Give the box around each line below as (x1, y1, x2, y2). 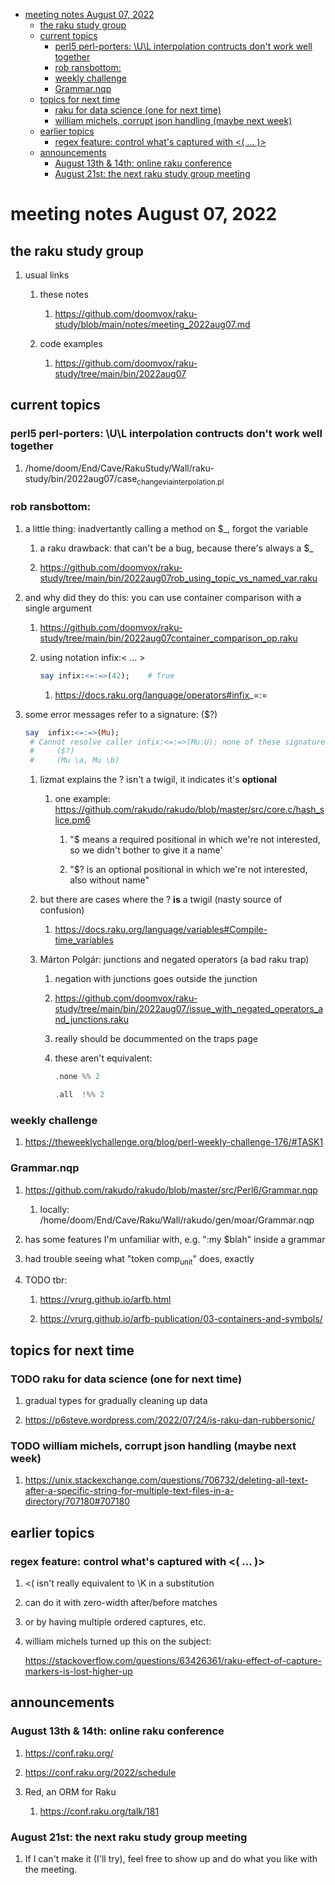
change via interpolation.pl (136, 477, 225, 487)
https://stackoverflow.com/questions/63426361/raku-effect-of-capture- (24, 1654, 323, 1666)
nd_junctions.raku (54, 1014, 130, 1026)
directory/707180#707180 (24, 1495, 131, 1508)
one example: (54, 793, 111, 805)
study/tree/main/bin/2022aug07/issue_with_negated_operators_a (54, 1003, 324, 1015)
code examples (39, 338, 103, 349)
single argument (24, 602, 92, 614)
